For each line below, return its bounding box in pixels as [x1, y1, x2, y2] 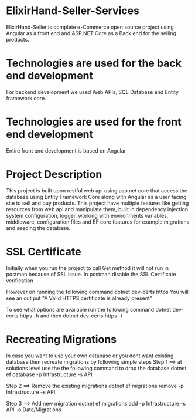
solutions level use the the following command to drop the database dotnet [6, 364, 187, 371]
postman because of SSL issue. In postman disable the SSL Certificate [6, 271, 176, 278]
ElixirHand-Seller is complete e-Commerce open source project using [6, 23, 175, 31]
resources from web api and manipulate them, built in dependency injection [6, 205, 189, 212]
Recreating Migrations [6, 333, 117, 346]
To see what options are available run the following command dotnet [6, 306, 172, 313]
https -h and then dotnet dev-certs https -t [19, 312, 123, 319]
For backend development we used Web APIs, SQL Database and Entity [6, 88, 179, 95]
